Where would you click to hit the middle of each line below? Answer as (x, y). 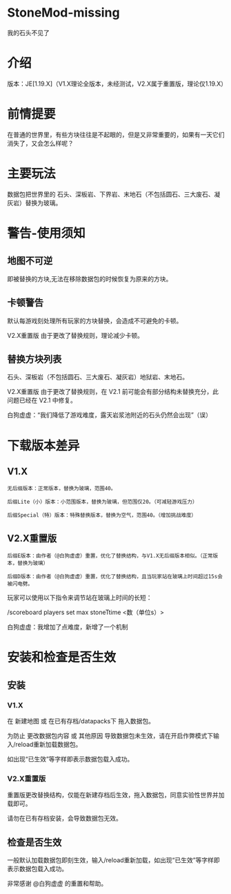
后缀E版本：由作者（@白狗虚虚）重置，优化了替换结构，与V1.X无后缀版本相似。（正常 (110, 556)
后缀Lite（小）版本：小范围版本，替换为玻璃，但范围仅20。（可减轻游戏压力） (102, 502)
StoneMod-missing (63, 13)
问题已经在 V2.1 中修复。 (42, 400)
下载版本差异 (44, 445)
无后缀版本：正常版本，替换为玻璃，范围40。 (62, 488)
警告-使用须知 (47, 233)
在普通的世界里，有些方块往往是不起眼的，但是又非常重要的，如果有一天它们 (116, 134)
